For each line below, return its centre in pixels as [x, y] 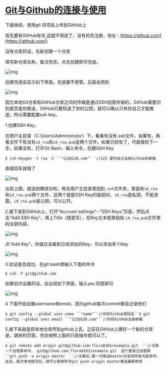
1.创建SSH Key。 [22, 125]
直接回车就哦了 [20, 168]
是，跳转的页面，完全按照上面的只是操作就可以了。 [57, 335]
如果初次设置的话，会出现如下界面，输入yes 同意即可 [59, 283]
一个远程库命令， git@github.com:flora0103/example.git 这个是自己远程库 [78, 351]
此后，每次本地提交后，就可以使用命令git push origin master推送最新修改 [74, 361]
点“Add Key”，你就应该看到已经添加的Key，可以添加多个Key [67, 244]
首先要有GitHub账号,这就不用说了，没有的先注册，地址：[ [64, 35]
